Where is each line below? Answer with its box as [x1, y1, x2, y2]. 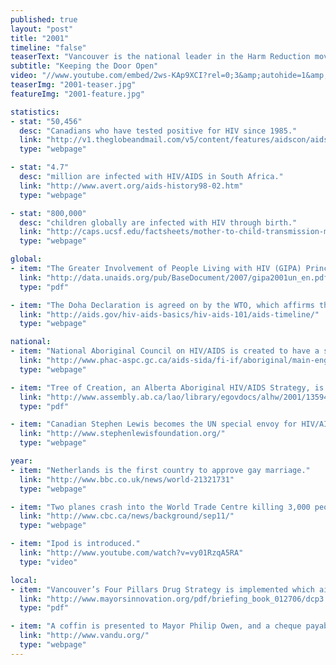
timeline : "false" [10, 42, 87, 53]
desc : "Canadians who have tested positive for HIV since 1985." [19, 126, 298, 136]
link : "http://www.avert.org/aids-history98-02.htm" [19, 181, 244, 191]
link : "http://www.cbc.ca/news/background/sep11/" [19, 511, 235, 521]
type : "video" [19, 557, 78, 567]
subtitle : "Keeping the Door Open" [10, 61, 159, 71]
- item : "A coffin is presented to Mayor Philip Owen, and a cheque [10, 621, 302, 631]
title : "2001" [10, 33, 70, 43]
